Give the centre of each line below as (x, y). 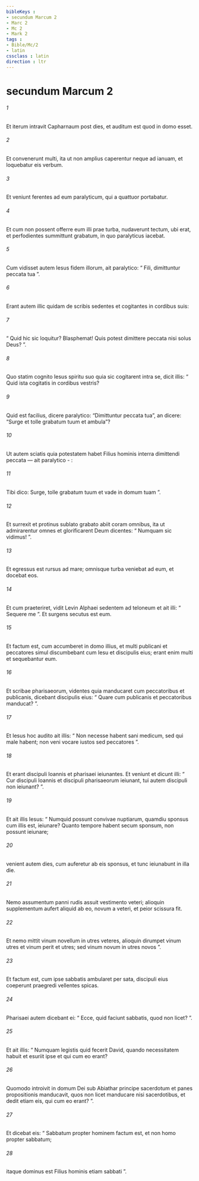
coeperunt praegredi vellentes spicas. (53, 985)
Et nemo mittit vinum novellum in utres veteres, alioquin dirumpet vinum (94, 941)
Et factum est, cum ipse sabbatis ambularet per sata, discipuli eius (87, 979)
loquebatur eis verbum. (35, 165)
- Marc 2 (17, 23)
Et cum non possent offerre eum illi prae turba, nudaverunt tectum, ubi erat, (99, 229)
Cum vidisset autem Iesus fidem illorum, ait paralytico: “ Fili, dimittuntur (93, 268)
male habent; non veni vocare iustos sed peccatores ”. (73, 742)
